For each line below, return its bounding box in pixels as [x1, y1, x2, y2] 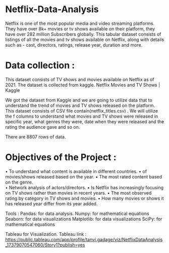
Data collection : [5, 60, 75, 71]
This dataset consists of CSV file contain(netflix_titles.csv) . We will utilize [5, 107, 158, 114]
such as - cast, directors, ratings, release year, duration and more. [5, 42, 143, 48]
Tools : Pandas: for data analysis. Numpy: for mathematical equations [5, 210, 150, 216]
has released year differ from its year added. [5, 200, 98, 206]
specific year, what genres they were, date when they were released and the [5, 118, 164, 125]
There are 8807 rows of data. [5, 133, 66, 140]
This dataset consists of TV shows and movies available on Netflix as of [5, 76, 155, 82]
